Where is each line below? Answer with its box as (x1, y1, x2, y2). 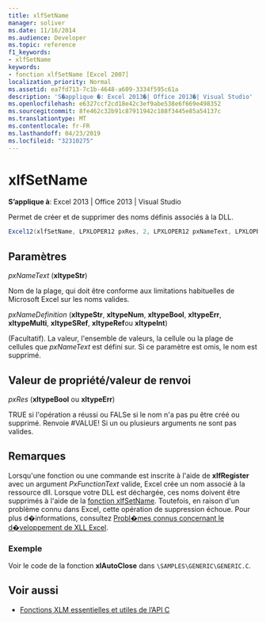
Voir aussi (8, 584, 59, 597)
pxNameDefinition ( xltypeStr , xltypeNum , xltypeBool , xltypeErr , (8, 310, 222, 319)
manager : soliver (8, 19, 66, 27)
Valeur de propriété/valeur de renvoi (8, 373, 192, 387)
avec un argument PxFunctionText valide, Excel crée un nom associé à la (8, 479, 245, 488)
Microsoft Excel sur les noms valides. (8, 295, 130, 304)
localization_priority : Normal (8, 78, 112, 86)
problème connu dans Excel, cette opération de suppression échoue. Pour (8, 504, 251, 513)
